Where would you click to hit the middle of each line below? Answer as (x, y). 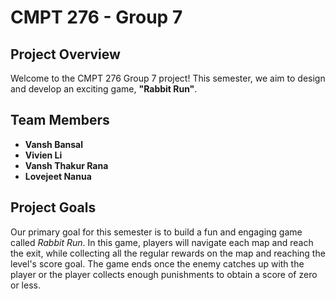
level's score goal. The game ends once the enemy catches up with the (157, 263)
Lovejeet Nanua (58, 176)
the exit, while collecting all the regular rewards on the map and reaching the (168, 253)
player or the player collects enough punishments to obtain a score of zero (164, 274)
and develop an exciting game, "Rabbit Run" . (104, 89)
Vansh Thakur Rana (66, 165)
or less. (25, 285)
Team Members (60, 120)
